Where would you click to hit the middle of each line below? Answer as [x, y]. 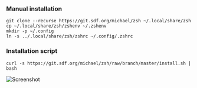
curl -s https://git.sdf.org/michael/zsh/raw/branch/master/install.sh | [99, 63]
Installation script [32, 51]
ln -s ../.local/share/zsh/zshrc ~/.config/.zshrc [70, 36]
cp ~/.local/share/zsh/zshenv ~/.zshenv [57, 26]
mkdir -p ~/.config [30, 31]
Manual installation [34, 9]
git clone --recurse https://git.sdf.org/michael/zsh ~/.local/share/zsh [99, 21]
